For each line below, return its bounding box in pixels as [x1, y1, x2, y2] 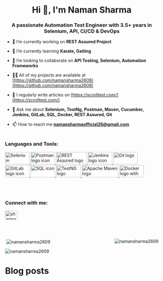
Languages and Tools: [5, 140, 58, 147]
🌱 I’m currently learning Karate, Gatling [12, 48, 91, 54]
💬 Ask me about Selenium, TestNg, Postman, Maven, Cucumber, [12, 106, 144, 112]
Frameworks [12, 63, 38, 69]
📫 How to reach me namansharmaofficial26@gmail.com [12, 122, 129, 127]
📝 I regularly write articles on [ [12, 92, 73, 98]
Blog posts [5, 265, 49, 276]
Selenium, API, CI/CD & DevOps [43, 28, 120, 35]
